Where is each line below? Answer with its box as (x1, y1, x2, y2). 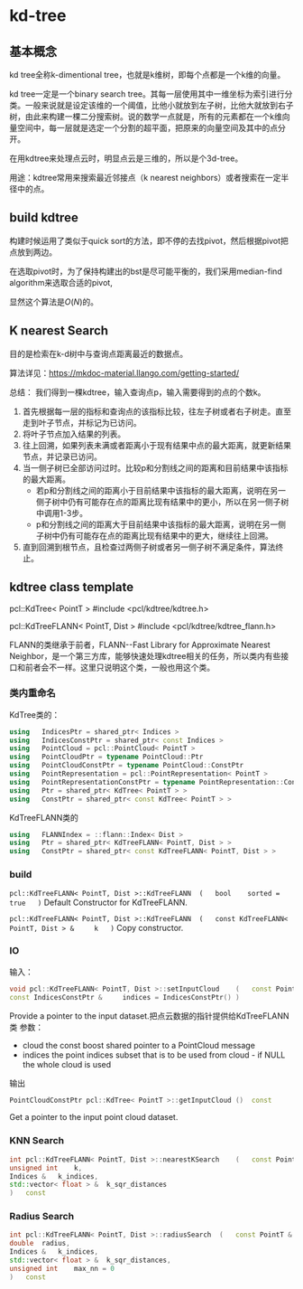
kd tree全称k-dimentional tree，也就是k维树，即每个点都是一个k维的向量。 (9, 70, 286, 80)
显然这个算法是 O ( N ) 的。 (9, 296, 99, 307)
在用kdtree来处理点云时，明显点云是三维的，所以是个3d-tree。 (9, 153, 243, 164)
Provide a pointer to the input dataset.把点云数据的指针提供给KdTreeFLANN (9, 1010, 290, 1021)
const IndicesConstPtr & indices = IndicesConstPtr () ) (9, 993, 241, 1002)
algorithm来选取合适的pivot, (9, 277, 113, 287)
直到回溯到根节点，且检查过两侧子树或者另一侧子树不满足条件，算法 (22, 541, 276, 552)
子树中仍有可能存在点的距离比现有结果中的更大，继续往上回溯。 (35, 530, 273, 541)
